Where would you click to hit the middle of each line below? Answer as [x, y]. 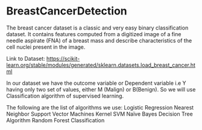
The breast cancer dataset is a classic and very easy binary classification [97, 28]
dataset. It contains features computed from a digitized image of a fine [94, 34]
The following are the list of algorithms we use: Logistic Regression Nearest [100, 107]
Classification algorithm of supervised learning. [65, 96]
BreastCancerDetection [67, 11]
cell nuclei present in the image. [46, 47]
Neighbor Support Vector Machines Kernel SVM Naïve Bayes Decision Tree [99, 114]
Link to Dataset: [26, 58]
